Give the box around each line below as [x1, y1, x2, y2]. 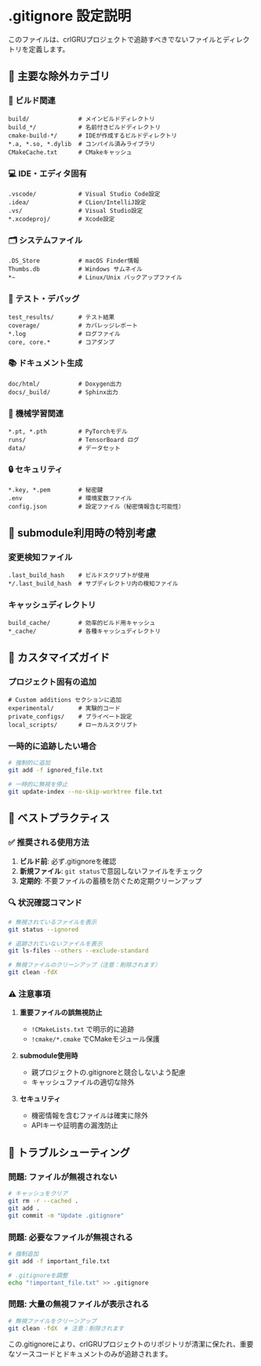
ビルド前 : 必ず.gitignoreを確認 [19, 856, 117, 866]
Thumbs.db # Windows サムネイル [8, 265, 143, 273]
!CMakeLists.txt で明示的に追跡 [31, 1024, 135, 1034]
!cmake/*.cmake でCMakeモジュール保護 [31, 1034, 161, 1044]
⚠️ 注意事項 [8, 988, 51, 999]
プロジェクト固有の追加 [8, 676, 96, 687]
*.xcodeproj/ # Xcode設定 [8, 215, 115, 223]
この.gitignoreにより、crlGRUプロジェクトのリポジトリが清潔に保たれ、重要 [8, 1339, 254, 1349]
